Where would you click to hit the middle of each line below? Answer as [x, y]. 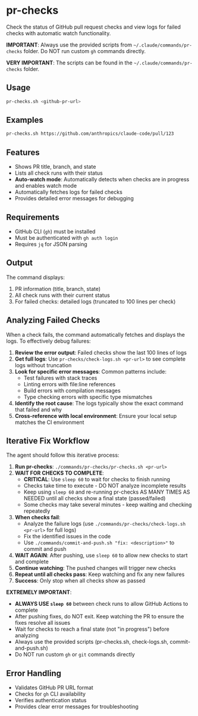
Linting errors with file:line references [70, 384]
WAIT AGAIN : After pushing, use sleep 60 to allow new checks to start [101, 556]
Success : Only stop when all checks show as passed [80, 581]
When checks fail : [37, 517]
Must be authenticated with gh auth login [66, 238]
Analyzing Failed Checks [53, 320]
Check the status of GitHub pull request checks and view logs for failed [94, 27]
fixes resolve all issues [42, 623]
